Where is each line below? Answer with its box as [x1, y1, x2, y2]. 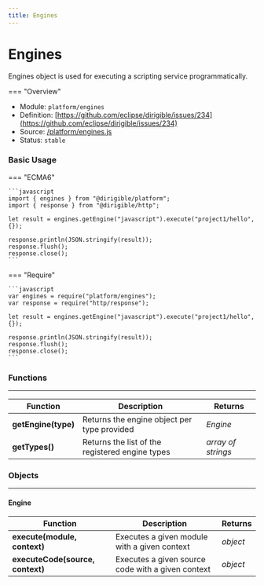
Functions [8, 372, 47, 383]
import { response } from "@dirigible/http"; [8, 201, 159, 209]
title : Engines [8, 11, 58, 20]
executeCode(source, [12, 554, 95, 565]
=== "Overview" [8, 86, 61, 96]
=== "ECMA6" [8, 172, 55, 181]
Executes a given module [115, 531, 208, 542]
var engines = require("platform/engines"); [8, 292, 156, 300]
